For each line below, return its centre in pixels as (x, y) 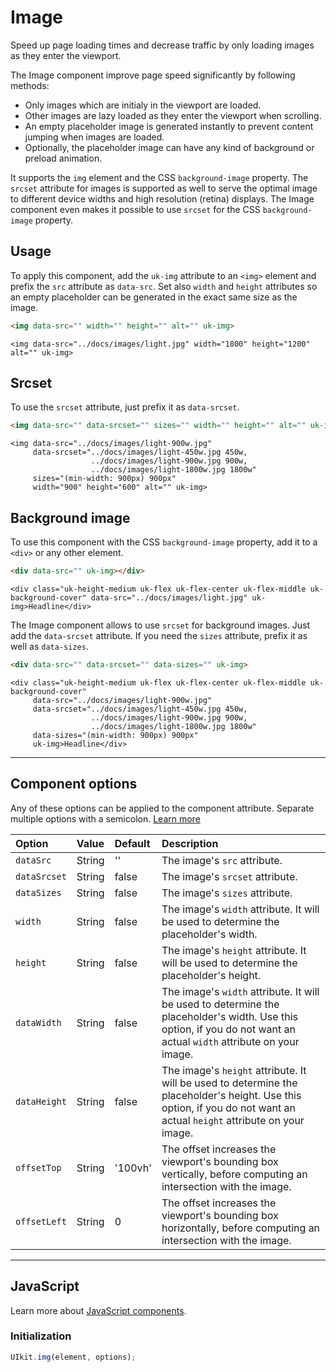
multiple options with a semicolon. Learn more (105, 818)
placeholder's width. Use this (229, 1016)
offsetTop (38, 1167)
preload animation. (63, 158)
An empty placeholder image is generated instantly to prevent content (169, 126)
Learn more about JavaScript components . (98, 1310)
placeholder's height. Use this (231, 1095)
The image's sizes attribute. (227, 893)
